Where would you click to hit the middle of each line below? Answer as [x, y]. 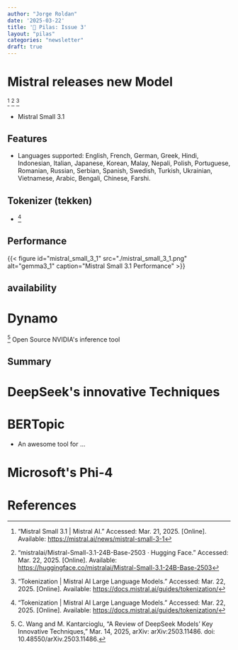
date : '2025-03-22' [36, 21]
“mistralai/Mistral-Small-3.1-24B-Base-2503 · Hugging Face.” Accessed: [123, 553]
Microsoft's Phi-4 [60, 473]
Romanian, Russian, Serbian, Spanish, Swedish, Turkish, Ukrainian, [115, 171]
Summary [29, 362]
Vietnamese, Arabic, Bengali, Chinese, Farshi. [84, 179]
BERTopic [36, 424]
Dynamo [33, 319]
